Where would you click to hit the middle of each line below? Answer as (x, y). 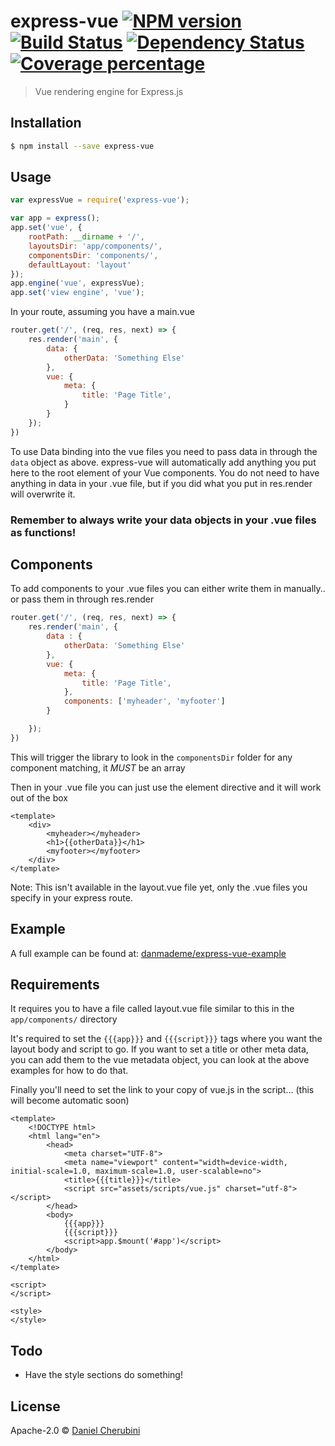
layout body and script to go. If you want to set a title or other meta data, (159, 1049)
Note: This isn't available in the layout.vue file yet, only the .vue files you (159, 887)
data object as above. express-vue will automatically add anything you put (163, 462)
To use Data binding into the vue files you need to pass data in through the (164, 451)
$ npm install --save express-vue (82, 146)
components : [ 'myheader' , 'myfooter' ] (144, 701)
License (35, 1406)
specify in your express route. (71, 897)
